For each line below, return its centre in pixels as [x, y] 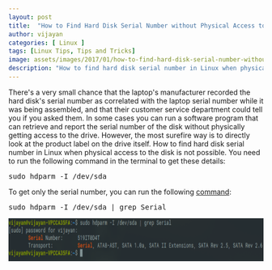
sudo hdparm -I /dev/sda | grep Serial [87, 207]
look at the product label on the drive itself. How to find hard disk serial [126, 143]
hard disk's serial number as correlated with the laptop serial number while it [136, 100]
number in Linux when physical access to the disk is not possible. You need [134, 152]
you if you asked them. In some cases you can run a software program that [134, 118]
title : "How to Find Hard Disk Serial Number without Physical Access [132, 25]
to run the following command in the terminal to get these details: [117, 161]
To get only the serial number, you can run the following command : [120, 192]
